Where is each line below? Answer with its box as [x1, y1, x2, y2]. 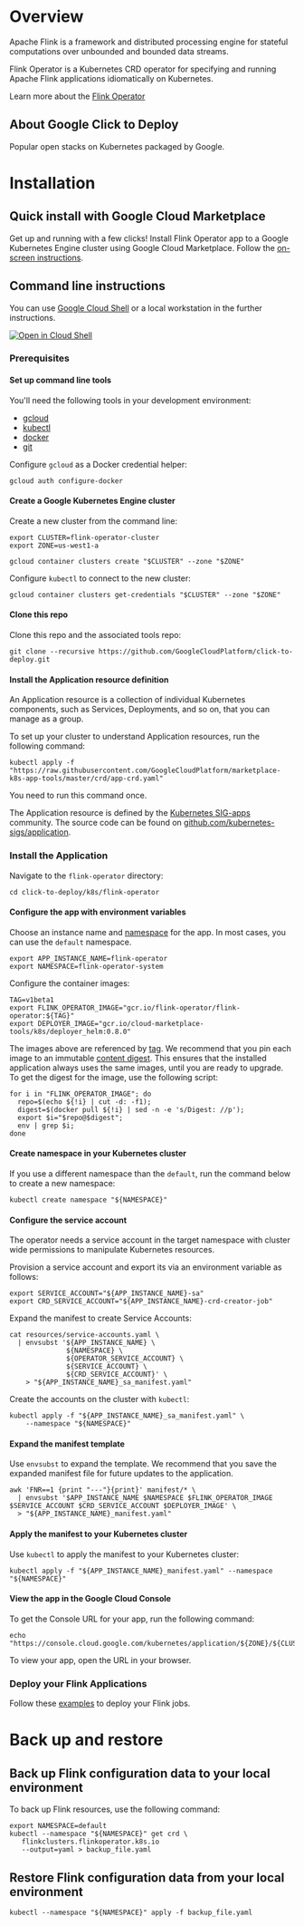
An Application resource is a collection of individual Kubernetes [9, 694, 246, 705]
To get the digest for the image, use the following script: [9, 1071, 219, 1082]
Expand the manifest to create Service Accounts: [9, 1312, 192, 1324]
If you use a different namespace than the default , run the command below [9, 1168, 291, 1179]
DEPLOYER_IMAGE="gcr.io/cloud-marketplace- [37, 1019, 204, 1028]
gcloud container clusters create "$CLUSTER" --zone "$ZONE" [9, 557, 245, 566]
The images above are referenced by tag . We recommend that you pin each [9, 1042, 292, 1053]
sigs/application [9, 827, 70, 837]
